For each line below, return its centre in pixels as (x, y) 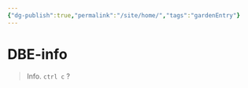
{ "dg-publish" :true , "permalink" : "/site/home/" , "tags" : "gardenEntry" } (124, 15)
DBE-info (37, 54)
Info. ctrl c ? (48, 76)
